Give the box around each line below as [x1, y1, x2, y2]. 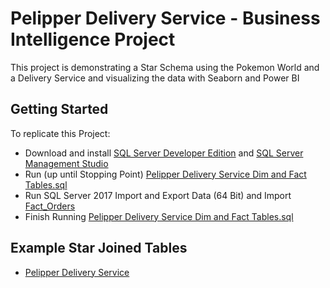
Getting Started [10, 101, 109, 118]
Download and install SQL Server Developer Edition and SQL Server [24, 147, 304, 159]
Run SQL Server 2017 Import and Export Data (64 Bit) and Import [24, 189, 292, 201]
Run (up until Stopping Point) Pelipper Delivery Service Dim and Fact [24, 168, 307, 180]
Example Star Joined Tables [10, 240, 188, 257]
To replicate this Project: [10, 127, 111, 139]
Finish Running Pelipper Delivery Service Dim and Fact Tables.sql [24, 210, 294, 222]
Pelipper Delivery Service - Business [10, 7, 321, 30]
